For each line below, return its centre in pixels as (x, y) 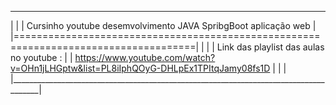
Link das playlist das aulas (270, 47)
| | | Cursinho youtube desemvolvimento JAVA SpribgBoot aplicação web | (163, 25)
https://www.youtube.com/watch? (145, 57)
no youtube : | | (41, 57)
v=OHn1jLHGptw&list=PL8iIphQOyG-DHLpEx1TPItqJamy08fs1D (140, 68)
